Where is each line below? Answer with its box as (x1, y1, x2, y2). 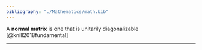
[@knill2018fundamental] (6, 31, 69, 39)
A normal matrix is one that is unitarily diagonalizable (6, 25, 139, 32)
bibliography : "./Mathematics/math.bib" (6, 8, 109, 15)
